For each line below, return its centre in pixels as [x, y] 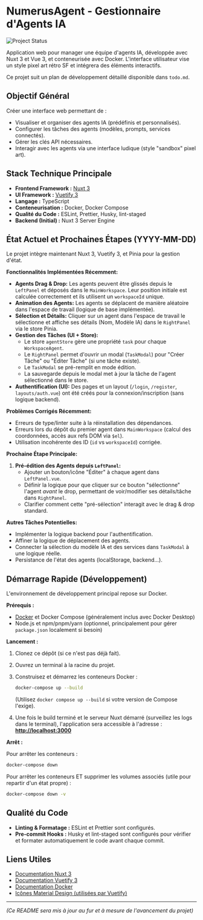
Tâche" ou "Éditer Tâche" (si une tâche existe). [82, 361]
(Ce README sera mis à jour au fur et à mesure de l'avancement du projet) [100, 911]
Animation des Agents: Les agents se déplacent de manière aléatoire [102, 303]
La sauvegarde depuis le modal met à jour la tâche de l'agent [100, 374]
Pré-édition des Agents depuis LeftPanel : [68, 466]
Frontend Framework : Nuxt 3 [53, 188]
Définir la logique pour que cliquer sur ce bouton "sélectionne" [102, 485]
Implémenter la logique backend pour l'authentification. [84, 534]
